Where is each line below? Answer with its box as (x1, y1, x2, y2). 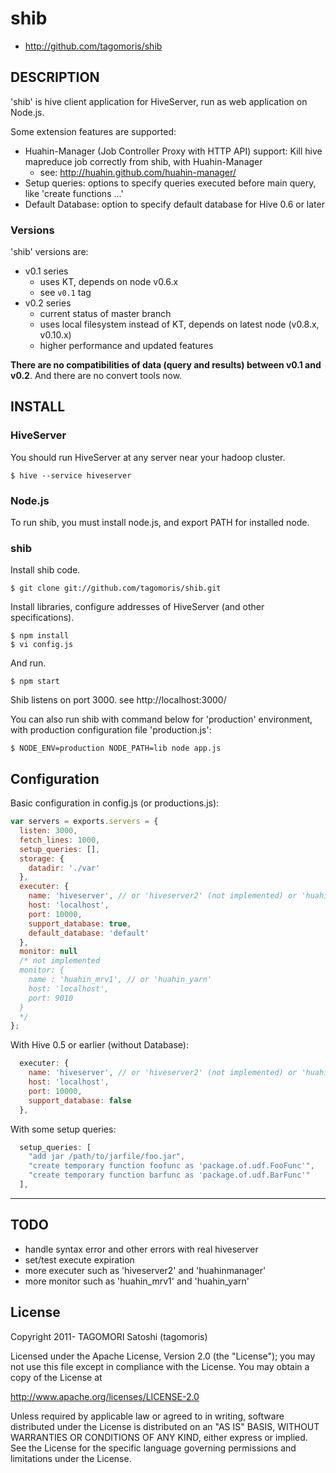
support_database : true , (28, 918, 132, 929)
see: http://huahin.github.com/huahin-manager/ (39, 166, 237, 178)
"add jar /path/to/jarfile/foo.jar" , (28, 1152, 186, 1162)
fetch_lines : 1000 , (19, 835, 101, 845)
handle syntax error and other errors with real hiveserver (24, 1243, 259, 1255)
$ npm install (10, 631, 70, 641)
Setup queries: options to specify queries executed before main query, (24, 177, 317, 189)
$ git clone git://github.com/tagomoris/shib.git (10, 583, 222, 594)
